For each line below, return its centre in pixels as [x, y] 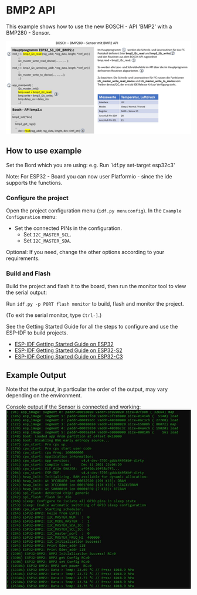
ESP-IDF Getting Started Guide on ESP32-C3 [69, 357]
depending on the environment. [44, 395]
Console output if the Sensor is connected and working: [74, 407]
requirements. [23, 258]
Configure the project [38, 198]
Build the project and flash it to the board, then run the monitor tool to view [96, 286]
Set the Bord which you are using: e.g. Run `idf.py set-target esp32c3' [91, 165]
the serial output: [27, 293]
